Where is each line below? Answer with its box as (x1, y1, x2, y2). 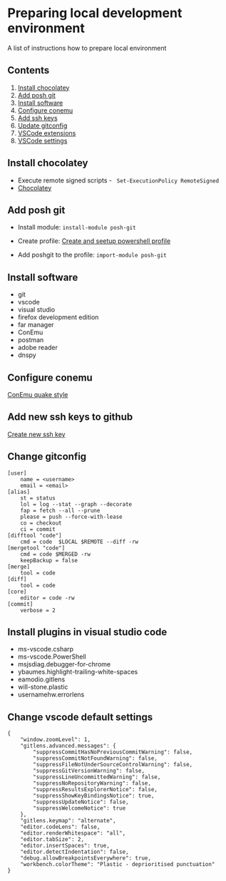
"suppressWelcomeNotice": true (33, 805, 126, 812)
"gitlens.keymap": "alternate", (20, 818, 116, 825)
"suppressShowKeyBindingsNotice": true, (33, 793, 155, 800)
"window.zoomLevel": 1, (20, 736, 91, 743)
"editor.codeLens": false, (20, 823, 101, 831)
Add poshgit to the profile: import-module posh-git (17, 251, 168, 259)
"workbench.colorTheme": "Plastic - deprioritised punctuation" (20, 861, 215, 868)
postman (17, 336, 44, 344)
